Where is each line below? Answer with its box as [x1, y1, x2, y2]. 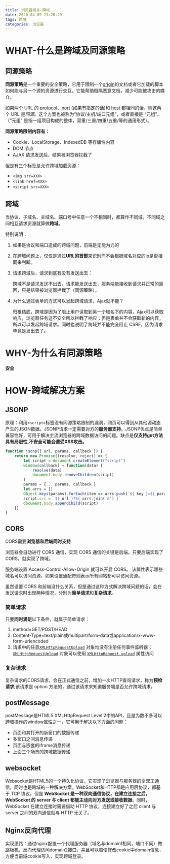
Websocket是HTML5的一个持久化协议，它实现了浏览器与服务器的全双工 [5, 778, 155, 784]
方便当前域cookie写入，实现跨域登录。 [5, 853, 86, 859]
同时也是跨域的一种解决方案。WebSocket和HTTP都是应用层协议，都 [14, 784, 156, 790]
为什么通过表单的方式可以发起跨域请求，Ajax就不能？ [12, 298, 124, 304]
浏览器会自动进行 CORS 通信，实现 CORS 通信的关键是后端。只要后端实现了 [5, 549, 163, 556]
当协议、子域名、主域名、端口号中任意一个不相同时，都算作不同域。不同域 [5, 214, 160, 220]
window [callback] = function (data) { [23, 463, 103, 468]
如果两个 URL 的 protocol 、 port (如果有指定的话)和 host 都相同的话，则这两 [5, 105, 162, 111]
